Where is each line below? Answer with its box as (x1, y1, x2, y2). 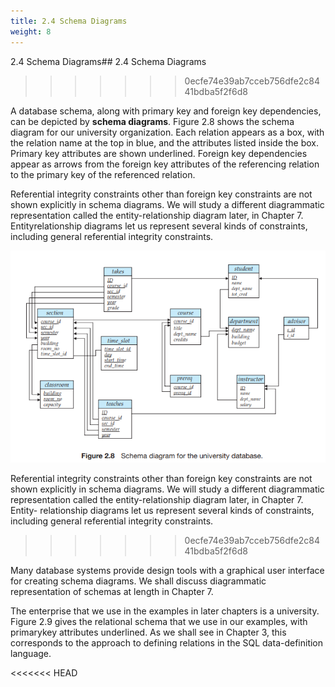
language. (10, 648, 52, 660)
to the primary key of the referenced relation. (10, 168, 196, 180)
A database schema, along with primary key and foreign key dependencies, (10, 105, 322, 117)
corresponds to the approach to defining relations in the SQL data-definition (10, 637, 324, 649)
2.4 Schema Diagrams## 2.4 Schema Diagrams (10, 55, 207, 67)
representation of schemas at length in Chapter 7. (10, 586, 214, 598)
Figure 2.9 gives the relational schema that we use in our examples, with (10, 616, 308, 628)
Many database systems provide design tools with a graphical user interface (10, 565, 325, 577)
